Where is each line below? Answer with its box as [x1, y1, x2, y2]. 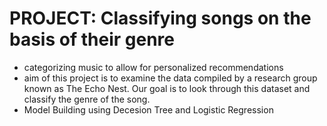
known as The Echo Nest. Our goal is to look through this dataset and [23, 82, 311, 94]
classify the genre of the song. [23, 93, 151, 105]
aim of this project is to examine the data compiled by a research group [23, 72, 318, 84]
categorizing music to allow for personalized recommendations [23, 61, 284, 73]
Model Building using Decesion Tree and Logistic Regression [23, 103, 274, 116]
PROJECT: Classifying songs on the [9, 7, 312, 30]
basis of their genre [9, 28, 175, 51]
